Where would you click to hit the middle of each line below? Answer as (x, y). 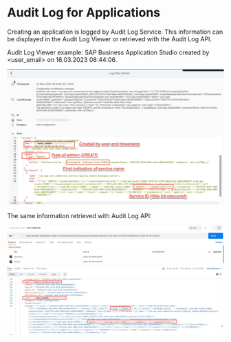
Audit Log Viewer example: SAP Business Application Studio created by (108, 52)
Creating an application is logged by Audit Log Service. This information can (115, 32)
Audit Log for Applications (84, 13)
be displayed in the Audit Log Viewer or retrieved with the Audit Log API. (109, 39)
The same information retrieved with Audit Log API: (80, 216)
